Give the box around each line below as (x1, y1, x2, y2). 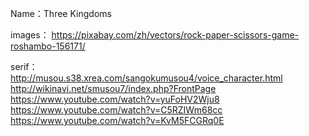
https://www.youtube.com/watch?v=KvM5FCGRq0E (10, 115, 225, 126)
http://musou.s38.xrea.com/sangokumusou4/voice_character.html (10, 72, 283, 84)
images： (10, 29, 50, 41)
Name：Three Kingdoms (10, 8, 112, 19)
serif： (10, 61, 38, 72)
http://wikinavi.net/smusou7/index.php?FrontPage (10, 83, 217, 94)
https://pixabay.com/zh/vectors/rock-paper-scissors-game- (51, 29, 300, 41)
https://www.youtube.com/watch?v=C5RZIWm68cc (10, 104, 223, 116)
